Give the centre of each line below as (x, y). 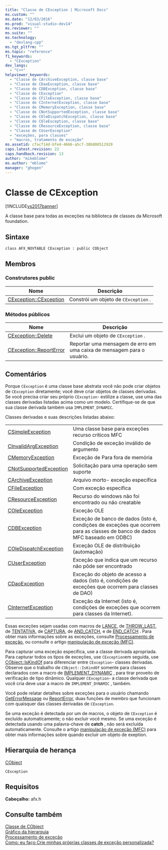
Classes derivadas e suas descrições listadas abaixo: (60, 417)
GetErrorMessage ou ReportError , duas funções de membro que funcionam (83, 698)
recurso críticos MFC (97, 435)
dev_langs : (16, 65)
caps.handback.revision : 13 (34, 154)
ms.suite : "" (19, 33)
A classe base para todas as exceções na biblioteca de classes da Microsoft (84, 216)
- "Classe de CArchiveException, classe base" (59, 79)
